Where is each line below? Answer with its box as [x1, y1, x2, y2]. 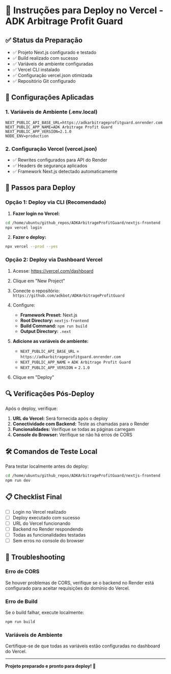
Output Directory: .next [20, 328, 71, 334]
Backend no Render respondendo [12, 526, 83, 532]
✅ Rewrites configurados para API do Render [12, 157, 108, 163]
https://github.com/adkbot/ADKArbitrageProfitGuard [12, 293, 125, 298]
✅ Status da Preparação [5, 36, 83, 44]
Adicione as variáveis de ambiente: [12, 338, 89, 344]
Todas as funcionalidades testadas [12, 532, 86, 538]
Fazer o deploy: [12, 234, 47, 240]
